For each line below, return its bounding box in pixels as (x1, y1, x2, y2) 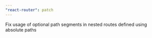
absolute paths (5, 26, 37, 33)
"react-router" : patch (5, 7, 54, 13)
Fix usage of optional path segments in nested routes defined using (5, 21, 147, 27)
